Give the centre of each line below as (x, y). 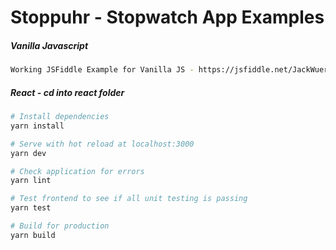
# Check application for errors (77, 171)
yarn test (31, 208)
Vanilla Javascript (49, 45)
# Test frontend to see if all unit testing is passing (129, 199)
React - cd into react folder (67, 92)
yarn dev (28, 153)
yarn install (37, 126)
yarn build (33, 235)
